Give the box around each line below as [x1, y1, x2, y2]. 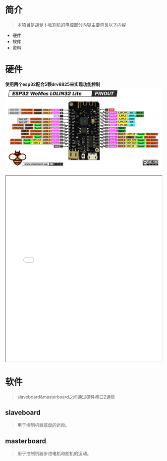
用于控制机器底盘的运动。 [17, 422, 70, 428]
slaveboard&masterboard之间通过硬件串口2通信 [17, 394, 115, 400]
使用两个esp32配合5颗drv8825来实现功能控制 [5, 81, 101, 87]
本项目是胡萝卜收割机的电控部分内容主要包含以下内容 [17, 22, 126, 28]
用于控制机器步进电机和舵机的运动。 [17, 451, 92, 457]
